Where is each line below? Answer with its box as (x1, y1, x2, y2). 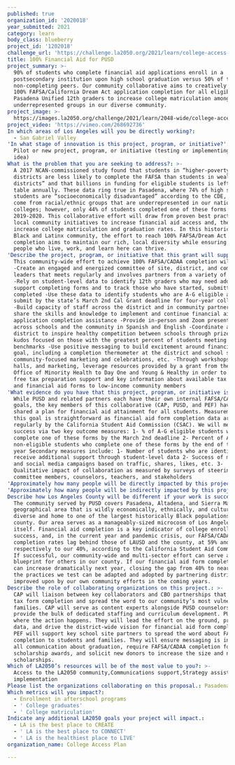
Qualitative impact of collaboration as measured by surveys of (13, 467, 205, 474)
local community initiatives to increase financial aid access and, (13, 219, 218, 226)
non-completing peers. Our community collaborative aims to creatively (13, 82, 227, 89)
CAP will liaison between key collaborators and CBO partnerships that (13, 591, 227, 598)
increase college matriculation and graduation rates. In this (13, 225, 201, 232)
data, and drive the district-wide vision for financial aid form (13, 624, 211, 631)
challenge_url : (7, 50, 52, 57)
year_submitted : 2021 (7, 23, 71, 30)
